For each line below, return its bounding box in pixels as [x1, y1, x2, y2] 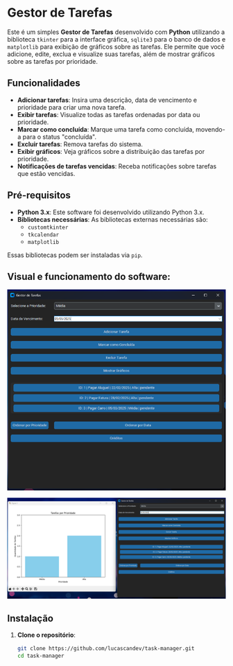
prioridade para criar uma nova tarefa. [17, 103, 126, 112]
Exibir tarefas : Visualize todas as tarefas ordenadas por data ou [17, 110, 200, 119]
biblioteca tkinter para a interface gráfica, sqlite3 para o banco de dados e [7, 35, 226, 43]
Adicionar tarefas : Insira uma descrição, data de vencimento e [17, 96, 198, 104]
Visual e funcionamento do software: [7, 270, 171, 282]
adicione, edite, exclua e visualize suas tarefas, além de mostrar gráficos [7, 50, 215, 58]
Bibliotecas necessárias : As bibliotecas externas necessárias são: [17, 215, 208, 223]
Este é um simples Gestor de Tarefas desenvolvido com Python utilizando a [7, 28, 225, 36]
